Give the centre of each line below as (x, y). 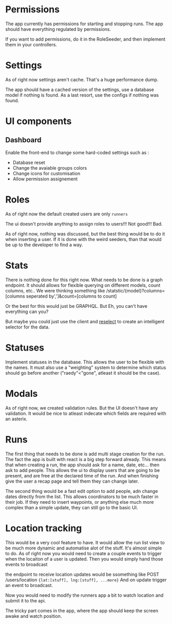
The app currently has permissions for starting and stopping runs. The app (84, 24)
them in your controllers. (31, 44)
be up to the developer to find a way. (44, 245)
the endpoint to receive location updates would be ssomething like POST (82, 574)
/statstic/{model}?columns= (136, 290)
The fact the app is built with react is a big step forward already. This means (86, 459)
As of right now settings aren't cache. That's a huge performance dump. (82, 79)
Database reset (29, 162)
